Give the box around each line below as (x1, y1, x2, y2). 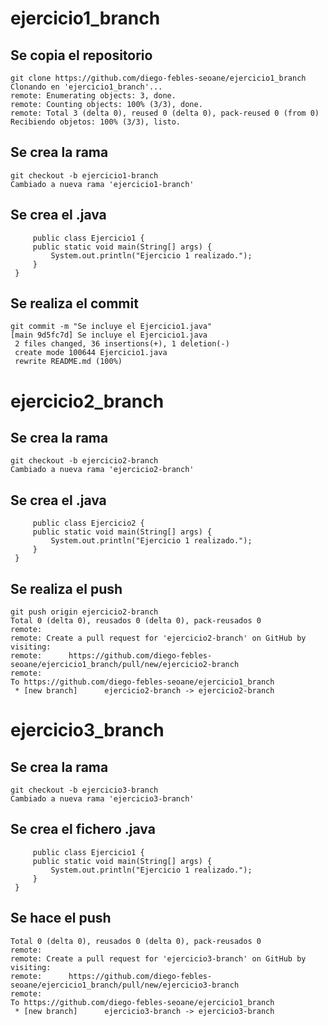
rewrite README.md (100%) (14, 357, 123, 367)
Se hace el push (10, 910, 112, 927)
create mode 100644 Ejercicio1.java (14, 348, 168, 358)
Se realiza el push (10, 580, 123, 597)
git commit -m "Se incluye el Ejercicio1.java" (10, 322, 213, 332)
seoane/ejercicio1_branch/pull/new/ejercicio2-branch (10, 660, 240, 670)
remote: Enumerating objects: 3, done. (10, 91, 177, 101)
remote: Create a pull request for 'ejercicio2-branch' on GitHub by (10, 633, 307, 644)
